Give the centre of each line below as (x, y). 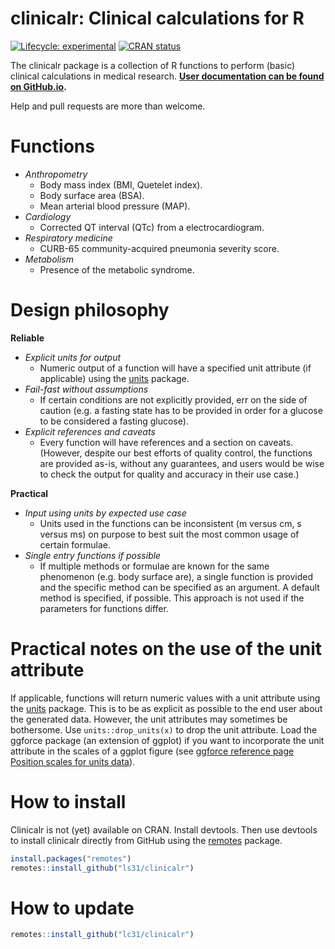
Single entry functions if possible (93, 555)
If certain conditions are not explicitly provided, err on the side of (173, 399)
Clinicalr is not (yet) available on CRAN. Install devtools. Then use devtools (164, 829)
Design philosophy (90, 310)
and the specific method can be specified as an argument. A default (179, 587)
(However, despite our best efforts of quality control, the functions (176, 453)
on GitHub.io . (38, 86)
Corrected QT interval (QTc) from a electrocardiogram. (152, 227)
